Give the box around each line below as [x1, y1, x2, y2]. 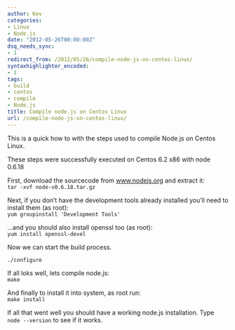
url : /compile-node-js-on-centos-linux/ [7, 114, 128, 121]
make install [7, 296, 46, 303]
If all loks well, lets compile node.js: [7, 268, 110, 277]
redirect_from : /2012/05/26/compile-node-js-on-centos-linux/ [7, 56, 193, 63]
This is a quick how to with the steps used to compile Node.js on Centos [7, 134, 216, 143]
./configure [7, 256, 42, 263]
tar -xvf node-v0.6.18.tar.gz [7, 183, 96, 190]
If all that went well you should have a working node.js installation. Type [7, 308, 215, 317]
